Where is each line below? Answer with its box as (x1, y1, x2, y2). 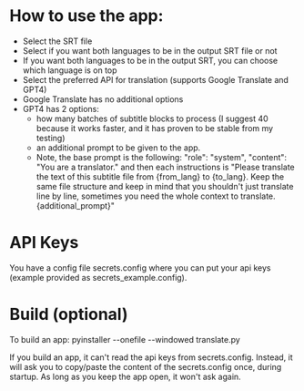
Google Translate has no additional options (22, 93, 184, 105)
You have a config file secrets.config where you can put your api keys (9, 262, 271, 273)
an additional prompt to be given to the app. (35, 142, 201, 153)
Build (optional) (9, 304, 128, 324)
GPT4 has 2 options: (22, 103, 100, 114)
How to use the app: (9, 5, 164, 26)
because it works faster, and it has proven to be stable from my (35, 122, 274, 133)
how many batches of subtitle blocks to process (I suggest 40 (35, 113, 269, 124)
